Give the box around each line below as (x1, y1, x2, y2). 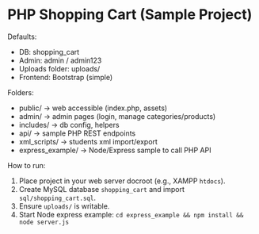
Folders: (7, 87, 34, 97)
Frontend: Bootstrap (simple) (18, 72, 113, 82)
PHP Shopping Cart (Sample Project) (7, 6, 253, 24)
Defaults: (7, 32, 37, 41)
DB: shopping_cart (18, 47, 80, 56)
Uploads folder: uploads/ (18, 63, 101, 73)
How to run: (7, 160, 46, 170)
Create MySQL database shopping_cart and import (18, 184, 185, 194)
